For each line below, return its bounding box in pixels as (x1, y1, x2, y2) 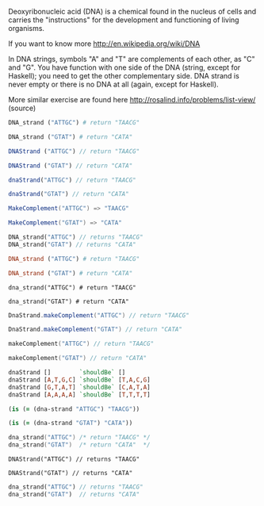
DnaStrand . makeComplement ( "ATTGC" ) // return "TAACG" (8, 311, 190, 320)
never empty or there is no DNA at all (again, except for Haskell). (8, 79, 220, 89)
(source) (8, 103, 36, 113)
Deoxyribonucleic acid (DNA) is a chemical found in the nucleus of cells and (8, 7, 257, 16)
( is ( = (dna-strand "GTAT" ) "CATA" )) (8, 420, 133, 427)
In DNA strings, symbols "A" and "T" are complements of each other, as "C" (8, 55, 255, 63)
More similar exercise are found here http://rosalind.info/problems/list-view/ (8, 95, 256, 104)
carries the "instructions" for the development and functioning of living (8, 15, 239, 25)
